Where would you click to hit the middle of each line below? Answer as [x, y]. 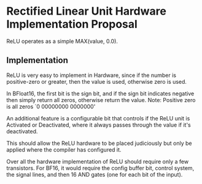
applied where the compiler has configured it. [64, 149]
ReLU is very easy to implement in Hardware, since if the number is [91, 75]
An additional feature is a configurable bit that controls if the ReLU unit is [98, 118]
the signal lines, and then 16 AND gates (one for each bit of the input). [95, 174]
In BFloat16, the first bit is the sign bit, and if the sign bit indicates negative [100, 94]
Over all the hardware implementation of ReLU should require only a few [98, 161]
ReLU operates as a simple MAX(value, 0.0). [62, 41]
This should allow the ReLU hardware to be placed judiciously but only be [99, 143]
